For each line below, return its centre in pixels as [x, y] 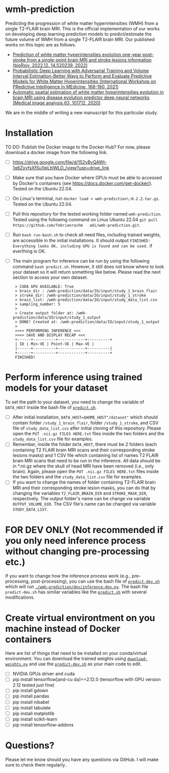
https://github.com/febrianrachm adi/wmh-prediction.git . [76, 225]
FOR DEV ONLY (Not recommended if [84, 530]
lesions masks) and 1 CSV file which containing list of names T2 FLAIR [86, 455]
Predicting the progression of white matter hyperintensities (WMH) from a [82, 23]
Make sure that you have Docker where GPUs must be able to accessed [87, 177]
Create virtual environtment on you [80, 618]
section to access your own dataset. [50, 277]
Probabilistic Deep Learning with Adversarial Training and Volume [81, 70]
